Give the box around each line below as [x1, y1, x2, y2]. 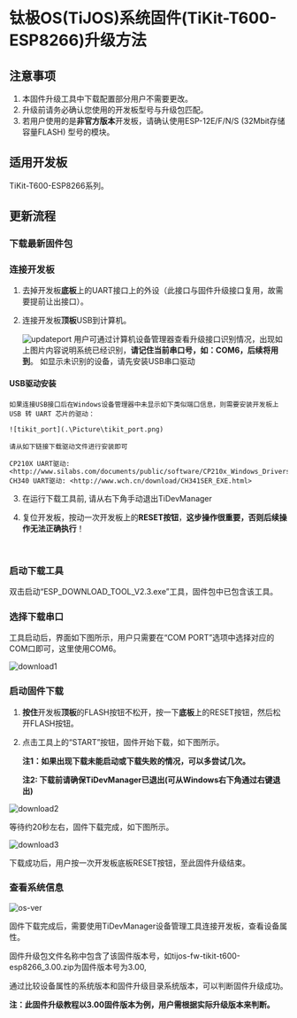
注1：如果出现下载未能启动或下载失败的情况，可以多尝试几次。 [21, 755, 250, 766]
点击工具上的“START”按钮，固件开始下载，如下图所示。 [21, 736, 225, 747]
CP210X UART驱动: [9, 459, 71, 468]
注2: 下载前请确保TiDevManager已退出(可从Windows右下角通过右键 [21, 774, 273, 785]
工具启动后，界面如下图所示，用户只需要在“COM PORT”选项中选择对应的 [9, 633, 275, 643]
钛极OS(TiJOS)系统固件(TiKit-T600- [9, 8, 277, 28]
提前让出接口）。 [29, 296, 88, 307]
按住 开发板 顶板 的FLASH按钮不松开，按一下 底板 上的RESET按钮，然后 [21, 706, 273, 718]
